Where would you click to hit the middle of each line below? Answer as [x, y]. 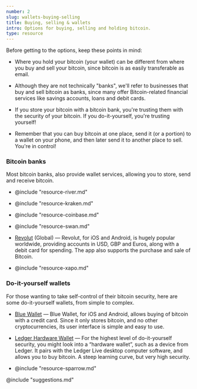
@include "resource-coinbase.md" [57, 215]
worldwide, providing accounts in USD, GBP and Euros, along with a [97, 244]
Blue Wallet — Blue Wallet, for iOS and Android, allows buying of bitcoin [101, 314]
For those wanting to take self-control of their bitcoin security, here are [92, 296]
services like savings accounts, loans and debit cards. [80, 99]
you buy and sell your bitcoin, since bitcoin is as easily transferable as [99, 68]
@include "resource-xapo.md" [52, 268]
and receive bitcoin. [30, 181]
